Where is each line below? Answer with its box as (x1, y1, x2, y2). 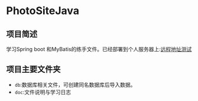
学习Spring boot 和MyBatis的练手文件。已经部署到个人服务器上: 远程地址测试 (6, 46, 192, 52)
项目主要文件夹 (6, 65, 61, 75)
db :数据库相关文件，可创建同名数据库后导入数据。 (14, 81, 136, 88)
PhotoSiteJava (6, 4, 80, 18)
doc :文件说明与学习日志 (14, 88, 72, 95)
